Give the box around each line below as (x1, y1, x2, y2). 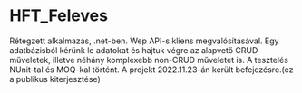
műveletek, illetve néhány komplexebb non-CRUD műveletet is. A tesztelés (9, 54, 288, 65)
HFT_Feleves (9, 5, 109, 26)
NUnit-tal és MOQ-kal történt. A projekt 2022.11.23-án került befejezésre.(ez (9, 64, 294, 75)
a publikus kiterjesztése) (9, 73, 102, 84)
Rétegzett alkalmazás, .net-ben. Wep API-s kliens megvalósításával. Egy (9, 35, 279, 46)
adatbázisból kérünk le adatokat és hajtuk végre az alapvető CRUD (9, 44, 258, 55)
